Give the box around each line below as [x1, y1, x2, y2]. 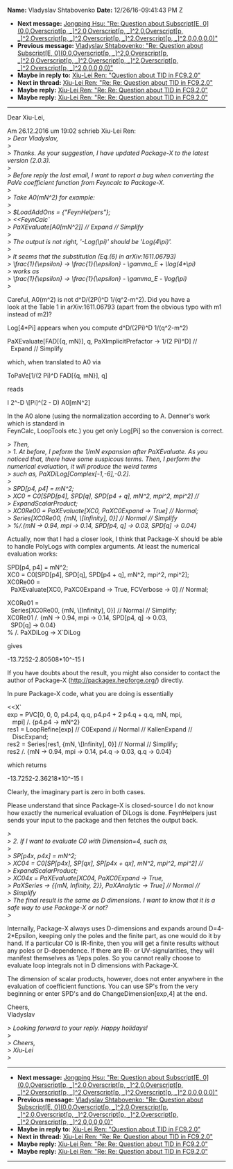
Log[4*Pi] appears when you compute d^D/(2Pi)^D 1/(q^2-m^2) [7, 323, 189, 332]
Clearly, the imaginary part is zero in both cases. [7, 788, 146, 796]
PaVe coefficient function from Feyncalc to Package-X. [7, 179, 165, 186]
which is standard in [7, 419, 64, 427]
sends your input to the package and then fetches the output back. [7, 816, 198, 824]
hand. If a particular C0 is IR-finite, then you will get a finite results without [7, 939, 220, 947]
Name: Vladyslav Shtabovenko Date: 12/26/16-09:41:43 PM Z [7, 6, 183, 14]
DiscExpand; [12, 733, 49, 741]
